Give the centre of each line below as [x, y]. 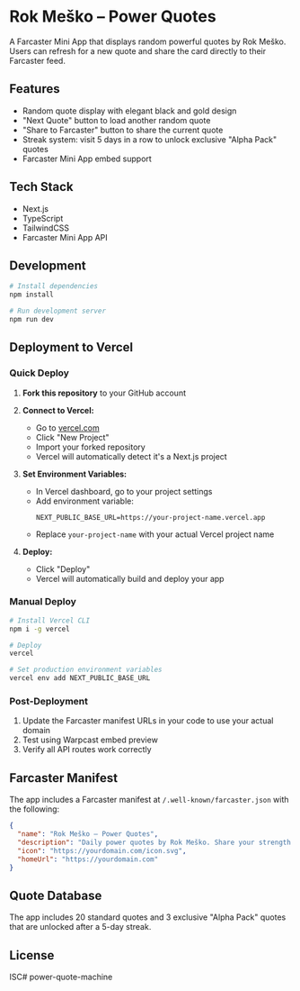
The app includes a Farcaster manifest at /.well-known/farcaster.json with [149, 800]
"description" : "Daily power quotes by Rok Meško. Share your [136, 842]
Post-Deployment [49, 702]
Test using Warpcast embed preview [90, 740]
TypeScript [43, 218]
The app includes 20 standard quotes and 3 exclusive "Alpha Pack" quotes [148, 917]
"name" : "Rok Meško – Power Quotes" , [88, 834]
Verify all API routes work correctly [87, 750]
